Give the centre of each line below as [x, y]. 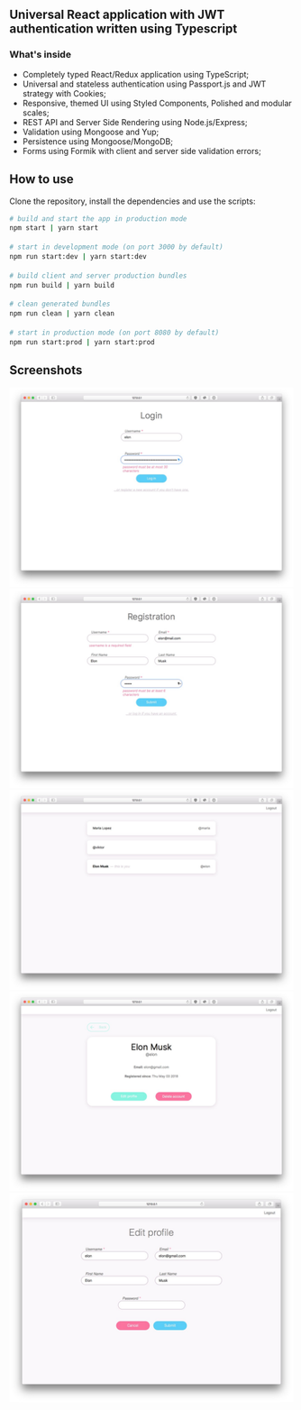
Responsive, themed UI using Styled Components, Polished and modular [157, 103]
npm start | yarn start [54, 228]
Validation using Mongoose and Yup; [91, 132]
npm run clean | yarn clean [62, 314]
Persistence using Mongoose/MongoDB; [98, 141]
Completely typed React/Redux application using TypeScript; [136, 74]
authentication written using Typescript [123, 29]
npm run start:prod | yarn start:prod [82, 342]
